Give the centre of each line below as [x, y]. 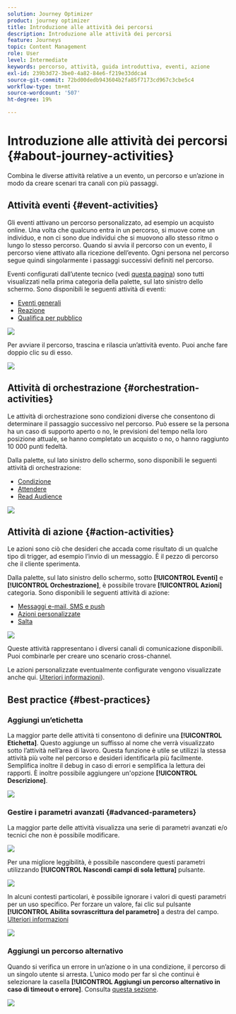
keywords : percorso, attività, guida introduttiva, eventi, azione [109, 67]
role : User [23, 54]
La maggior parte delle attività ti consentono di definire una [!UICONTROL [115, 735]
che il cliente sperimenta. [44, 564]
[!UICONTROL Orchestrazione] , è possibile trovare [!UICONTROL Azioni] [115, 585]
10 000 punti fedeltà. [37, 446]
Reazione [31, 310]
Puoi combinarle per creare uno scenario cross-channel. [89, 656]
